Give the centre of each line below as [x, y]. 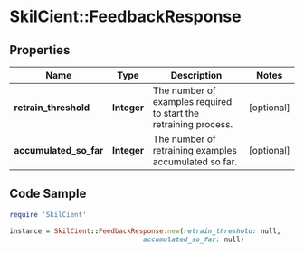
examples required [192, 102]
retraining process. [193, 124]
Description [196, 75]
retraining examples [195, 150]
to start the [176, 113]
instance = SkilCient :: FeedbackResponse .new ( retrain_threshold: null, [145, 231]
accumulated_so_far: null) [194, 239]
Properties [40, 50]
